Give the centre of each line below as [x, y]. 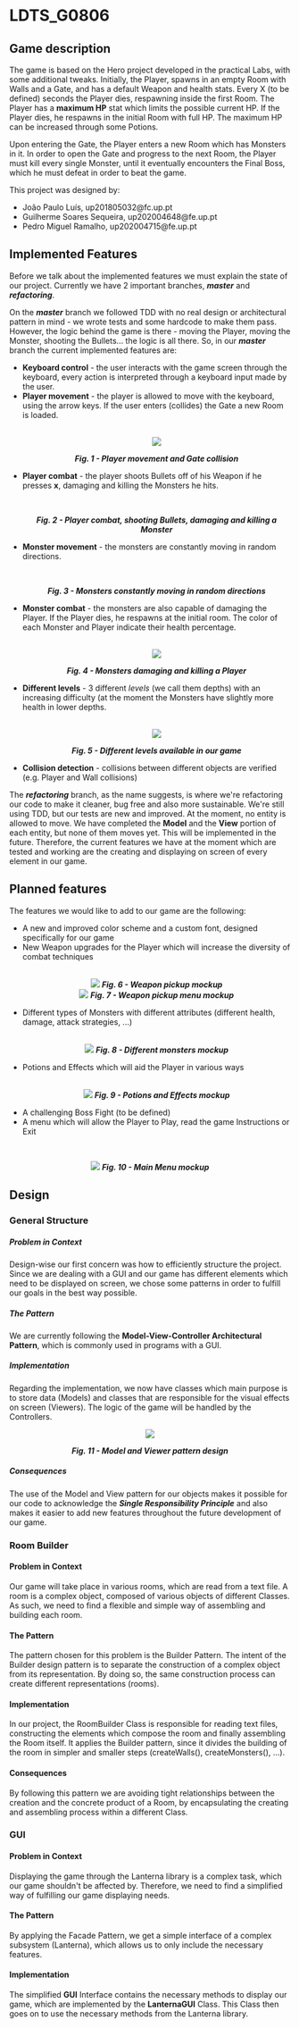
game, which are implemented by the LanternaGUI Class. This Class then [144, 2004]
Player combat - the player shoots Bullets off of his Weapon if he [142, 475]
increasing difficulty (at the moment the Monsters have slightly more [148, 697]
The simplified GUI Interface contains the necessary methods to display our [148, 1995]
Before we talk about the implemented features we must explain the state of [149, 276]
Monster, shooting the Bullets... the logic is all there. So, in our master [137, 340]
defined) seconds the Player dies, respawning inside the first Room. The [142, 98]
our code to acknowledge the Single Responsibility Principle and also [138, 1503]
